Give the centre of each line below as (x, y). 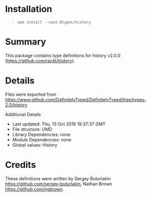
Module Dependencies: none (42, 140)
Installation (29, 9)
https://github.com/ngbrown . (35, 189)
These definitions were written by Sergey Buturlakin (58, 178)
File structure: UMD (32, 129)
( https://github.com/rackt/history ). (40, 61)
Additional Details (23, 114)
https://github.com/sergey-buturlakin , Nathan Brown (59, 184)
